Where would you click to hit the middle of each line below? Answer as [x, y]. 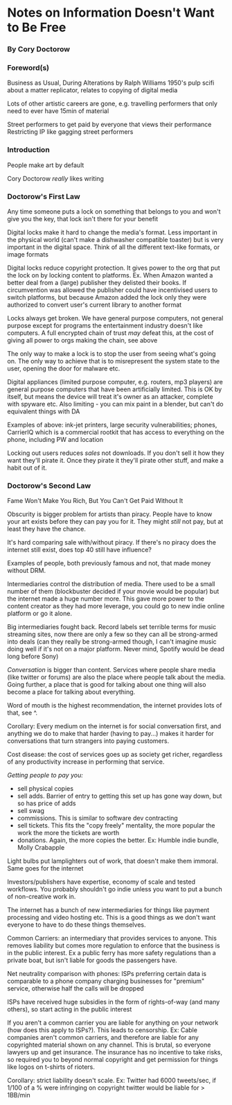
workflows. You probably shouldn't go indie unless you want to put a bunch [115, 889]
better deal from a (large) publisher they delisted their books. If [97, 283]
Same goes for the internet [45, 868]
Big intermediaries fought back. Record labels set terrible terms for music [112, 627]
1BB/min [19, 1095]
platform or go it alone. [40, 614]
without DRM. [27, 571]
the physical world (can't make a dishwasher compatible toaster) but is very [115, 240]
